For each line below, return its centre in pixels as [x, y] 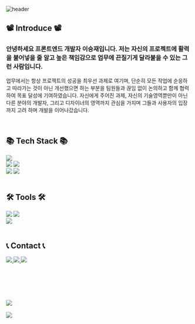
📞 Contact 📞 [26, 245]
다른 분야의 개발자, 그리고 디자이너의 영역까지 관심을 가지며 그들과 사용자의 [92, 102]
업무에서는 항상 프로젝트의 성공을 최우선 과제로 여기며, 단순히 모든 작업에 [89, 81]
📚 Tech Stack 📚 [37, 141]
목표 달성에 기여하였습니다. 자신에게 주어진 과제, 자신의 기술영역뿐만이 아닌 [102, 95]
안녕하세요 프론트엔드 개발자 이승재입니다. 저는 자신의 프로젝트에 [92, 49]
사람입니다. [28, 66]
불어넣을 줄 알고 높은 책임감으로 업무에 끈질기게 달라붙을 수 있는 [97, 58]
